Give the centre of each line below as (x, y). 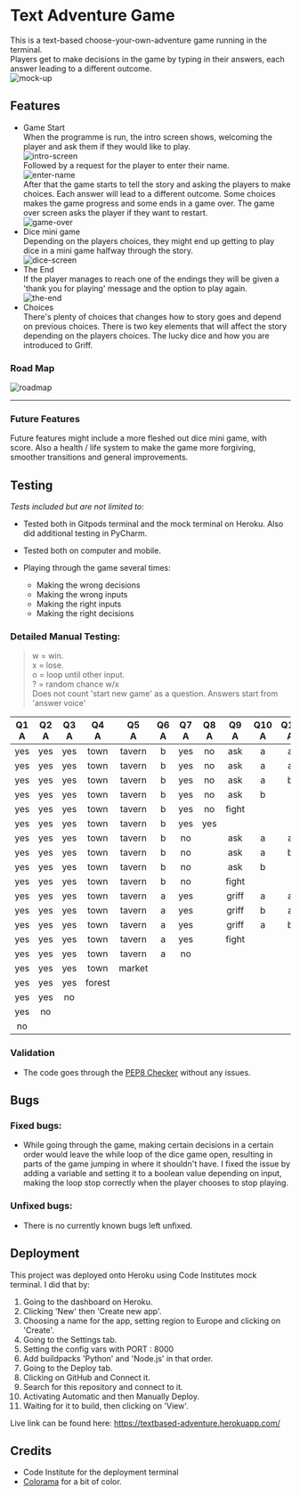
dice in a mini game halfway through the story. (108, 250)
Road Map (32, 368)
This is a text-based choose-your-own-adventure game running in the (139, 40)
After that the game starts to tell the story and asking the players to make (157, 184)
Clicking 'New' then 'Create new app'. (92, 1311)
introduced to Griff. (58, 345)
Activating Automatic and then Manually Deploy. (111, 1396)
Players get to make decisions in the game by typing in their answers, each (148, 59)
